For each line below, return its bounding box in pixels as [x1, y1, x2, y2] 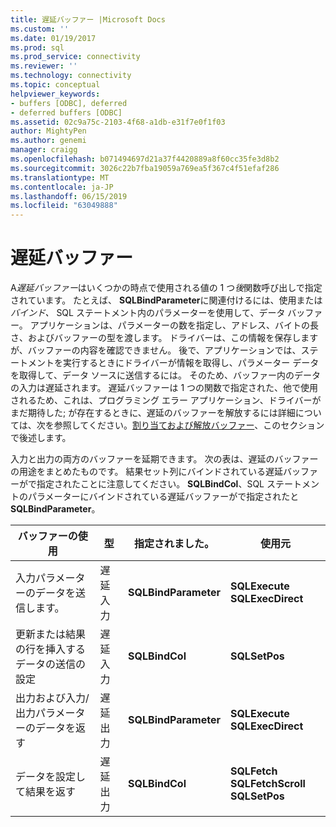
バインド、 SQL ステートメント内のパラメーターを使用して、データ [10, 307, 286, 319]
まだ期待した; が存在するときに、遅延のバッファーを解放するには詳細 [10, 407, 296, 419]
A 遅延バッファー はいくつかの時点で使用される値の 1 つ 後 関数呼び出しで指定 [10, 282, 323, 294]
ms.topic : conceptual [10, 80, 101, 90]
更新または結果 [15, 627, 87, 641]
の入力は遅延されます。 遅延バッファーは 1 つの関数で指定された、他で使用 [10, 382, 319, 394]
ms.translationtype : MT [10, 172, 110, 183]
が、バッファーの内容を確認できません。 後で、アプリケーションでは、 [10, 344, 302, 356]
